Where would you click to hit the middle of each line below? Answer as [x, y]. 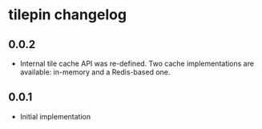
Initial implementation [55, 116]
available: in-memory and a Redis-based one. [95, 72]
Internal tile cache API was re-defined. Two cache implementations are [137, 63]
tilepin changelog [67, 15]
